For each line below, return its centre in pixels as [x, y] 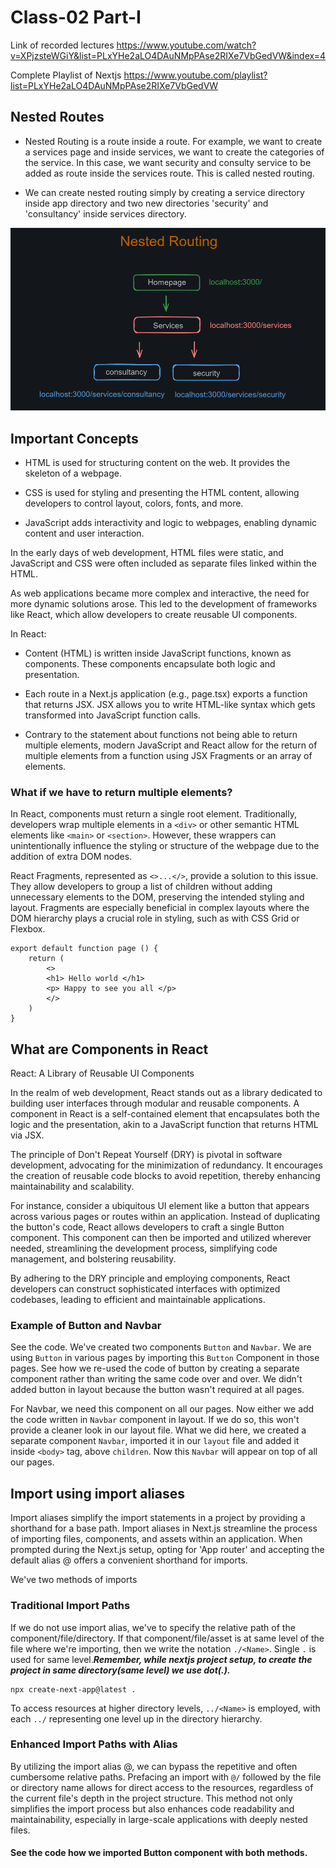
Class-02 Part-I [76, 17]
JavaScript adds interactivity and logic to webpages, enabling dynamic [171, 522]
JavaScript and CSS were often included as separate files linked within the [163, 563]
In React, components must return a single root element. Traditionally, [153, 814]
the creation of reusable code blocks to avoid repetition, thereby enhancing [165, 1176]
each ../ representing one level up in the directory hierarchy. [136, 1718]
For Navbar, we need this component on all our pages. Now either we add [162, 1409]
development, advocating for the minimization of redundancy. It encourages [166, 1165]
